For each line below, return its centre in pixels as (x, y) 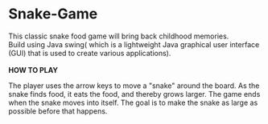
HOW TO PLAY (33, 70)
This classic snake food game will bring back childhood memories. (119, 36)
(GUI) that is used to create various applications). (90, 53)
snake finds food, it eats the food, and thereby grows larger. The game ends (134, 94)
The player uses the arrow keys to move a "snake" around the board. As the (134, 86)
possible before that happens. (58, 111)
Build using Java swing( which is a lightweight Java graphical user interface (134, 44)
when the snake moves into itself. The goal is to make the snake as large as (133, 102)
